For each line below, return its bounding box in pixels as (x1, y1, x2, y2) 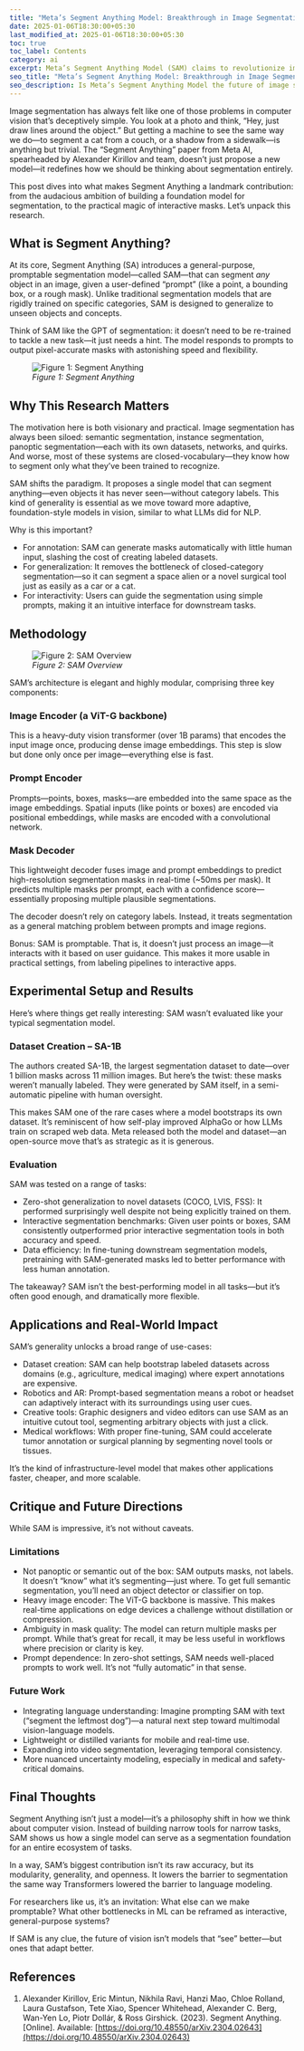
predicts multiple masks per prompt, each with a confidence (9, 884, 233, 895)
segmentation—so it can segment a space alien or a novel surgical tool (22, 571, 287, 582)
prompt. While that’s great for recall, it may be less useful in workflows (22, 1634, 286, 1644)
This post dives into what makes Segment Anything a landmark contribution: (9, 180, 294, 191)
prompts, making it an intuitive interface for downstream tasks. (22, 599, 256, 611)
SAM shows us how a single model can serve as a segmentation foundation (9, 1833, 291, 1844)
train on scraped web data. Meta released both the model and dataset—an (9, 1126, 287, 1137)
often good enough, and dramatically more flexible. (9, 1291, 201, 1302)
